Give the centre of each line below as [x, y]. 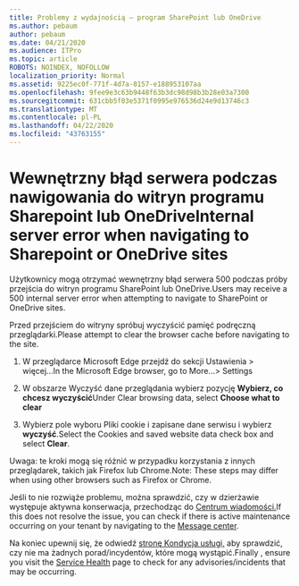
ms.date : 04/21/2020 [48, 42]
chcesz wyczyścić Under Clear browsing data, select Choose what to [151, 397]
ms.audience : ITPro [46, 51]
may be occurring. [43, 571]
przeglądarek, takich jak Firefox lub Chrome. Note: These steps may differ [144, 470]
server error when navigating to [129, 236]
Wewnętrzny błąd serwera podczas [144, 178]
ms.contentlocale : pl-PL [55, 117]
